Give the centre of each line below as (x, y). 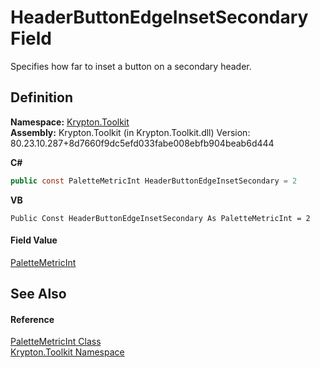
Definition (41, 97)
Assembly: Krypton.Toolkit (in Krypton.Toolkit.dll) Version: (130, 132)
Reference (32, 319)
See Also (38, 294)
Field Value (34, 240)
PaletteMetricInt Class (56, 342)
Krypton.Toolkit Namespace (67, 352)
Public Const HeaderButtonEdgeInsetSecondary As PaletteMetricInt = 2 (160, 218)
